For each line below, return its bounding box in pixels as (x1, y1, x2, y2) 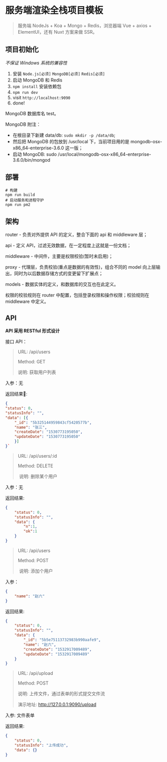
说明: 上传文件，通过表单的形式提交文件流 (17, 691, 105, 697)
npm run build (5, 192, 36, 197)
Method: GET (17, 359, 46, 365)
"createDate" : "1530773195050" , (14, 429, 83, 435)
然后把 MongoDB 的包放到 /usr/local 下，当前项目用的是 (12, 138, 129, 144)
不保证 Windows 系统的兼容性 (5, 60, 68, 66)
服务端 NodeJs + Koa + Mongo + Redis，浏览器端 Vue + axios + (17, 22, 152, 29)
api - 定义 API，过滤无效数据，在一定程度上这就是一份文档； (5, 243, 131, 249)
